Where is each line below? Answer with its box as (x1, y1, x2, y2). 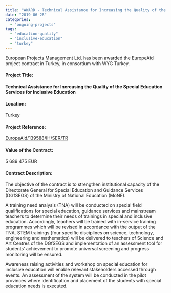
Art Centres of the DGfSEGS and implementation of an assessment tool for (5, 240, 162, 246)
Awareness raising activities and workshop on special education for (5, 261, 148, 267)
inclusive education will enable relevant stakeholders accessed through (5, 266, 156, 273)
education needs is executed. (5, 283, 68, 289)
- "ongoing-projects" (10, 22, 56, 27)
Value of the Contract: (5, 146, 54, 153)
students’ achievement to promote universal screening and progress (5, 245, 149, 252)
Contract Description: (5, 170, 53, 176)
